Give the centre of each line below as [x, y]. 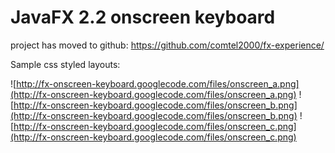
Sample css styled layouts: [65, 64]
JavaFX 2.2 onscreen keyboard [143, 17]
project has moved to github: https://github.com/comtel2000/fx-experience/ [167, 45]
